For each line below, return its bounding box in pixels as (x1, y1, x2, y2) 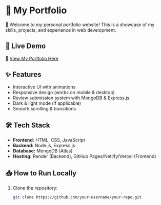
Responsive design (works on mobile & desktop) (12, 89, 115, 95)
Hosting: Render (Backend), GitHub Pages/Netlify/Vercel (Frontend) (12, 153, 156, 160)
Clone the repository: (12, 185, 58, 191)
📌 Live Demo (5, 42, 46, 51)
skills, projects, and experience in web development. (5, 27, 116, 33)
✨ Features (5, 70, 42, 79)
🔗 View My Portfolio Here (5, 55, 59, 61)
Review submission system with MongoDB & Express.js (12, 95, 130, 101)
